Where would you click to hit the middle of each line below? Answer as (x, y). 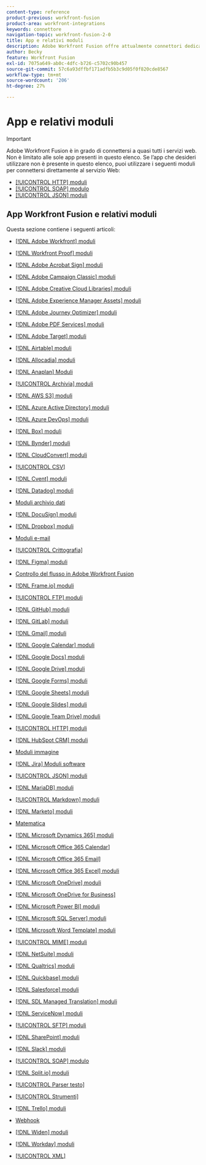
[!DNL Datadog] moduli (44, 491)
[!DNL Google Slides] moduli (51, 704)
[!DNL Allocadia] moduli (45, 360)
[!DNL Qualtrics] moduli (45, 966)
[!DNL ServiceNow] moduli (49, 1013)
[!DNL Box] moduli (38, 431)
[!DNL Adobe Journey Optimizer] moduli (66, 312)
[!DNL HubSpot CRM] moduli (51, 740)
